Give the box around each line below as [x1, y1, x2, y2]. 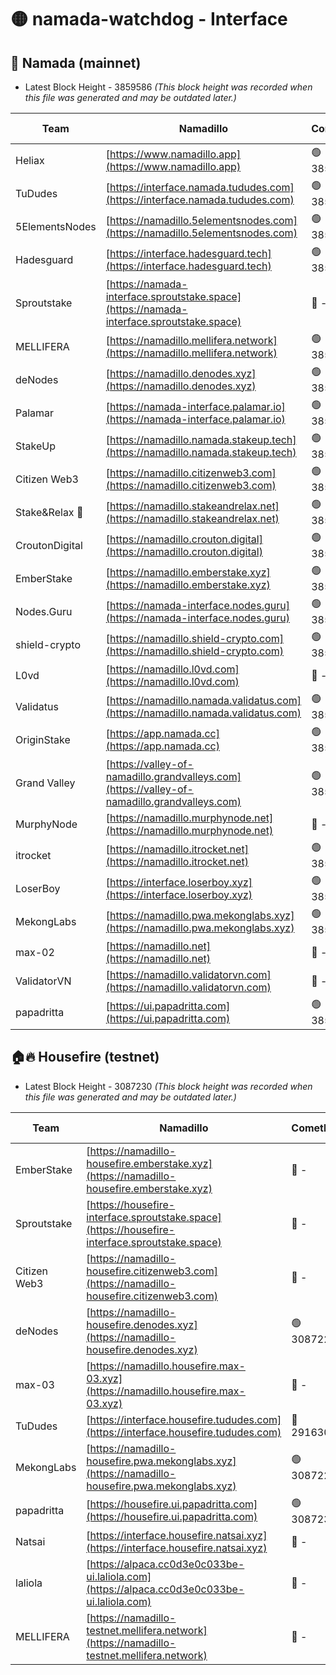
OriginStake [15, 732, 71, 746]
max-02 [15, 946, 55, 959]
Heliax [15, 153, 45, 167]
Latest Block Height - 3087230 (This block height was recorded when [24, 1080, 313, 1092]
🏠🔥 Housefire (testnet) [10, 1049, 160, 1066]
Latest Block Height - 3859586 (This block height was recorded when [24, 81, 313, 93]
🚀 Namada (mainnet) [10, 54, 142, 71]
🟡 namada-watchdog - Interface [10, 8, 288, 31]
